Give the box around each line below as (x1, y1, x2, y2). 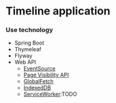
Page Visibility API (23, 71, 69, 79)
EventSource (23, 65, 56, 72)
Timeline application (5, 4, 111, 18)
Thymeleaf (14, 46, 42, 53)
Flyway (14, 52, 33, 60)
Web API (14, 58, 36, 66)
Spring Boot (14, 39, 45, 46)
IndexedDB (23, 84, 51, 92)
